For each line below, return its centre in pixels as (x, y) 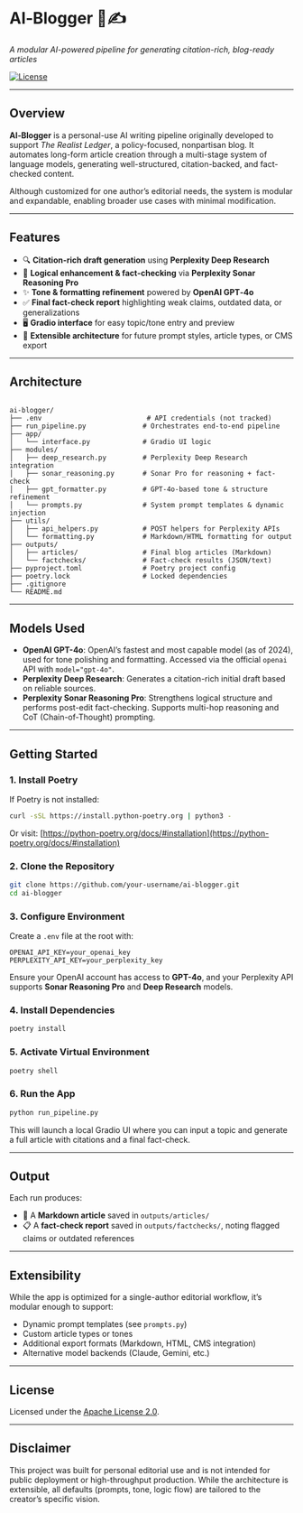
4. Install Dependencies (62, 1010)
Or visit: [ (26, 833)
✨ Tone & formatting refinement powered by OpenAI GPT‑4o (138, 292)
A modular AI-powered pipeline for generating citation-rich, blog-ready (142, 49)
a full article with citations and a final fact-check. (100, 1139)
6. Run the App (42, 1094)
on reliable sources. (59, 689)
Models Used (47, 628)
